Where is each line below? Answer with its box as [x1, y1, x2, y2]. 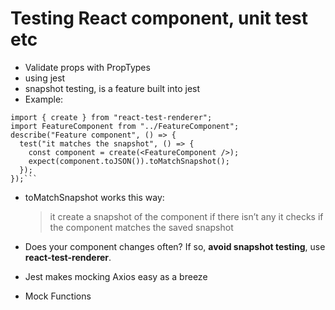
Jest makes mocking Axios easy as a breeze [24, 270, 208, 282]
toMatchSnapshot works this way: [24, 191, 165, 203]
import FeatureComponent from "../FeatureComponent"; [10, 121, 240, 131]
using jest [24, 72, 66, 84]
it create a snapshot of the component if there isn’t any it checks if [49, 210, 324, 222]
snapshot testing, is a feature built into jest [24, 82, 201, 94]
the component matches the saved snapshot [49, 221, 234, 233]
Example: [24, 93, 64, 105]
